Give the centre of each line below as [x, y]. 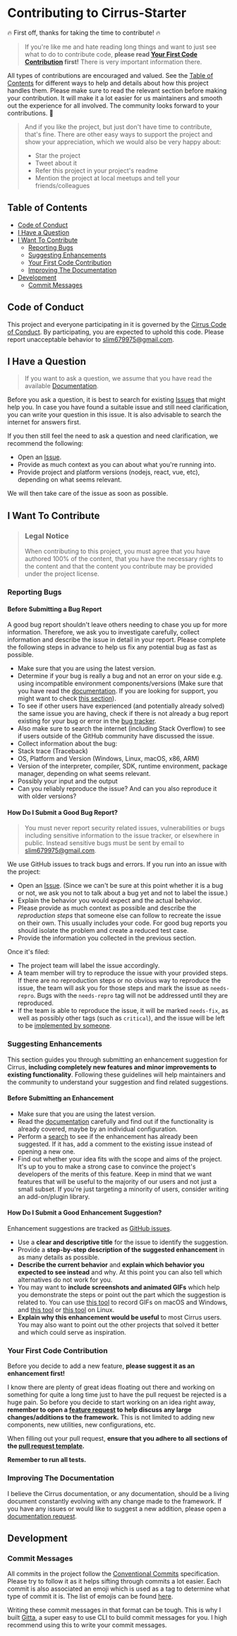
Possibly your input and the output [67, 781]
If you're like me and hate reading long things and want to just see [121, 47]
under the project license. [62, 574]
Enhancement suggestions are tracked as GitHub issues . [90, 1229]
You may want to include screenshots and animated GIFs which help [119, 1287]
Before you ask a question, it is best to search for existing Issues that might [116, 400]
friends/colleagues [62, 185]
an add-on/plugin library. [54, 1196]
